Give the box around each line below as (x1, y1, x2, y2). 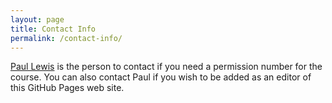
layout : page (10, 14, 65, 25)
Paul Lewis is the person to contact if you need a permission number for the (10, 61, 323, 73)
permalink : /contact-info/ (10, 33, 123, 43)
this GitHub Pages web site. (10, 82, 125, 94)
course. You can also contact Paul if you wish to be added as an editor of (10, 71, 312, 83)
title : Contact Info (10, 24, 97, 34)
